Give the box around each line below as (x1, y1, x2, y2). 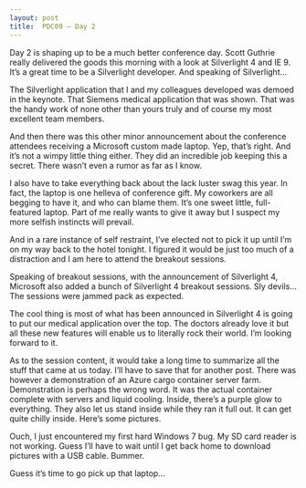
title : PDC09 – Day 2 (9, 22, 96, 31)
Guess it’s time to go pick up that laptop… (9, 467, 166, 479)
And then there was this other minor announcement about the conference (9, 130, 287, 141)
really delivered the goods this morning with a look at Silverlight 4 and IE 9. (9, 57, 291, 67)
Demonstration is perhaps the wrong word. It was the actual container (9, 384, 272, 395)
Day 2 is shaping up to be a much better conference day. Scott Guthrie (9, 47, 276, 57)
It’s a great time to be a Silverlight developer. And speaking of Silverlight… (9, 66, 288, 78)
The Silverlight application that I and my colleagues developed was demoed (9, 84, 295, 95)
